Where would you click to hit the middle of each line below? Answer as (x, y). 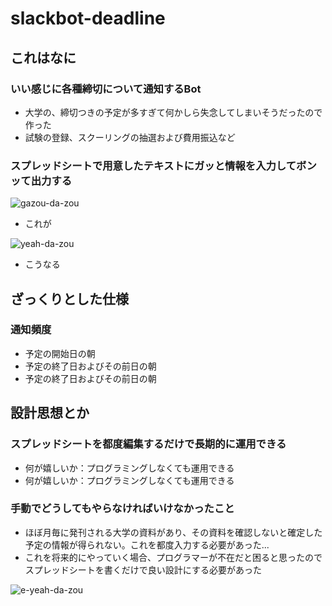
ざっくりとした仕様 (69, 298)
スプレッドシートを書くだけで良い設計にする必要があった (143, 569)
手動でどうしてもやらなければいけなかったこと (122, 509)
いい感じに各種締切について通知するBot (106, 89)
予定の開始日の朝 (60, 353)
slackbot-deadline (88, 18)
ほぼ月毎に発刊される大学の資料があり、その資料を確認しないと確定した (173, 532)
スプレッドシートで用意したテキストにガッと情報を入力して (153, 165)
